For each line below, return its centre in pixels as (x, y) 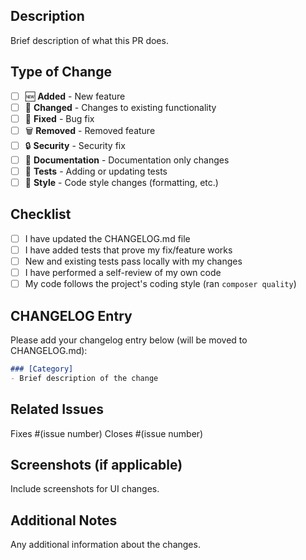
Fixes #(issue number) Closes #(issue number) (107, 433)
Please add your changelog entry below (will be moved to (129, 340)
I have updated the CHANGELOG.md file (107, 238)
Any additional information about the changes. (105, 545)
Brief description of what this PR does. (89, 40)
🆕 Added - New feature (75, 96)
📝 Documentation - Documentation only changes (127, 160)
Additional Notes (64, 520)
